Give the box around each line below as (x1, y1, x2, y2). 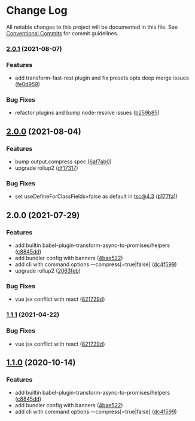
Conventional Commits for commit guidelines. (6, 29, 118, 36)
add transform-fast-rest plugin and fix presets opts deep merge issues (14, 74, 190, 81)
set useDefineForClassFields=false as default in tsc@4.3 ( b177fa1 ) (14, 193, 178, 200)
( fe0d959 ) (14, 81, 41, 88)
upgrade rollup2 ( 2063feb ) (14, 267, 81, 274)
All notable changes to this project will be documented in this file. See (6, 23, 178, 30)
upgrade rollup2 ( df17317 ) (14, 164, 79, 172)
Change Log (6, 4, 68, 17)
